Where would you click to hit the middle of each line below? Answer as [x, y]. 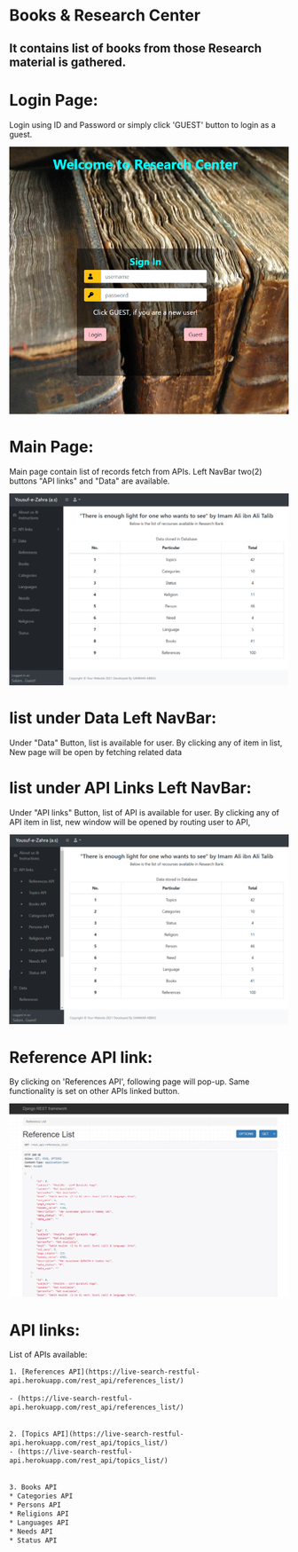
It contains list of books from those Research [136, 48]
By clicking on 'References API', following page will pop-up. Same [129, 1082]
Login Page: [54, 100]
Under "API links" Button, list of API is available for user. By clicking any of [144, 812]
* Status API [33, 1540]
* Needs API [31, 1532]
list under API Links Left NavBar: [130, 788]
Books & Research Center [105, 16]
